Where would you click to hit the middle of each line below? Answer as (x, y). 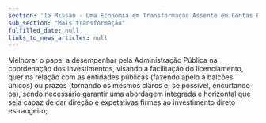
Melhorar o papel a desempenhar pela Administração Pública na (113, 60)
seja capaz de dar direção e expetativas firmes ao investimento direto (122, 102)
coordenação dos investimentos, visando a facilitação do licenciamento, (126, 69)
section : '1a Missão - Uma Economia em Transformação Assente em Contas (131, 15)
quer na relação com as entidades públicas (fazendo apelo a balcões (121, 77)
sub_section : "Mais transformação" (67, 23)
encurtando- (233, 86)
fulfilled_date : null (44, 30)
